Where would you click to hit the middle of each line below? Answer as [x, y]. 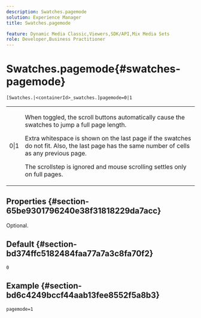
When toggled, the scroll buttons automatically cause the [105, 118]
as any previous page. [56, 154]
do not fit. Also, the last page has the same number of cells [107, 146]
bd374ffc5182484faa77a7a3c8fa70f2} [80, 253]
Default [20, 244]
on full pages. [44, 175]
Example [23, 286]
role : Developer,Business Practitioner [56, 40]
